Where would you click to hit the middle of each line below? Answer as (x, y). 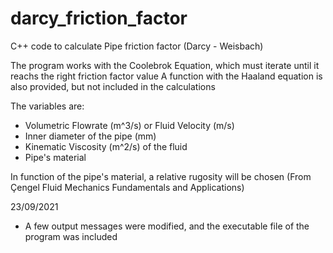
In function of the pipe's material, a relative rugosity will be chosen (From (161, 176)
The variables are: (47, 106)
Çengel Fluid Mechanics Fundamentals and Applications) (127, 187)
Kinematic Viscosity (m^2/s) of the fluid (106, 146)
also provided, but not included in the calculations (113, 86)
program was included (71, 236)
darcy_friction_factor (99, 18)
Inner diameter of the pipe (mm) (90, 136)
